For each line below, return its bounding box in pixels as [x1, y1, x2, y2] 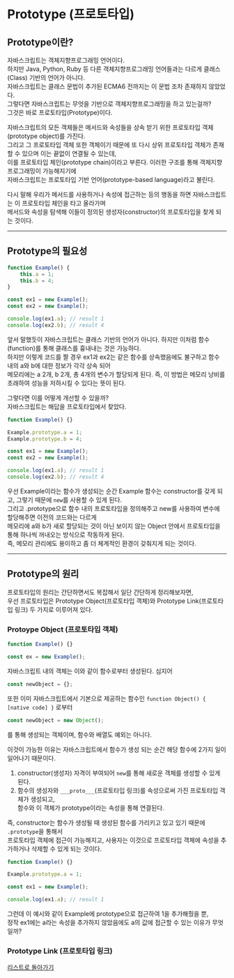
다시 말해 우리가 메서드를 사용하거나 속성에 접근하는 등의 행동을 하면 [7, 190, 192, 199]
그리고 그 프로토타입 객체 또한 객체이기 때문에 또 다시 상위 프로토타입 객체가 [7, 141, 212, 148]
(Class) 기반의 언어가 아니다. [7, 74, 86, 82]
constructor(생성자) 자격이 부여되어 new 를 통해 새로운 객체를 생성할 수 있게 [17, 768, 221, 777]
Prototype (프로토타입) [7, 6, 134, 22]
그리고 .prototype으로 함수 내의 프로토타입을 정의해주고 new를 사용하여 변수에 [7, 504, 221, 512]
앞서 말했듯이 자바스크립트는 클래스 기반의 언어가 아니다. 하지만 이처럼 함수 [7, 335, 210, 344]
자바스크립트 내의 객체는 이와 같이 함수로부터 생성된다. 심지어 [7, 666, 173, 675]
